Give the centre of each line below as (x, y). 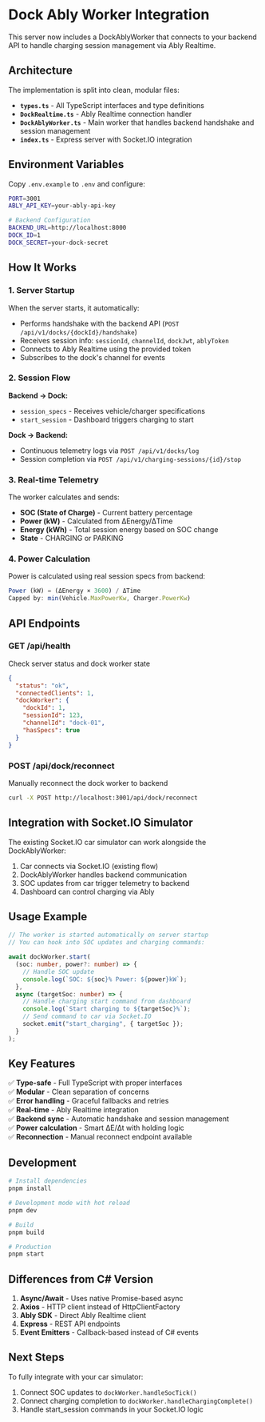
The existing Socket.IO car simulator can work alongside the (107, 842)
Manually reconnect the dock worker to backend (88, 783)
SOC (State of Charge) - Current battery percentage (106, 513)
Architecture (41, 71)
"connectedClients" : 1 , (55, 693)
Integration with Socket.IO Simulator (101, 823)
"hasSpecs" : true (51, 730)
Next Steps (36, 1358)
